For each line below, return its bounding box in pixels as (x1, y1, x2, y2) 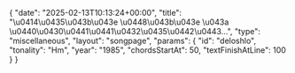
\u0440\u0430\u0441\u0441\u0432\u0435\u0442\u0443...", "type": (9, 26, 261, 36)
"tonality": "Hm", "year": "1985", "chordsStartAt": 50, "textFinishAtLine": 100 (9, 45, 286, 55)
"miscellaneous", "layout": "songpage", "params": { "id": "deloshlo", (9, 35, 257, 46)
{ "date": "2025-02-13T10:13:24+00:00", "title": (9, 8, 182, 18)
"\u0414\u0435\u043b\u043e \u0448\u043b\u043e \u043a (9, 17, 229, 27)
